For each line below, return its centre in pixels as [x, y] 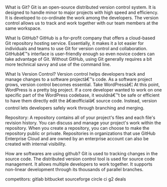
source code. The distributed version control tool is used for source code [80, 159]
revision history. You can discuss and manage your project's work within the [83, 123]
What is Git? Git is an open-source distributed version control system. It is [81, 7]
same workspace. [23, 28]
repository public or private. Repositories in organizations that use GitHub [80, 133]
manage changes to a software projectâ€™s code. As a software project [79, 79]
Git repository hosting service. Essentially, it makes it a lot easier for [75, 43]
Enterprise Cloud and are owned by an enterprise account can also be [77, 139]
